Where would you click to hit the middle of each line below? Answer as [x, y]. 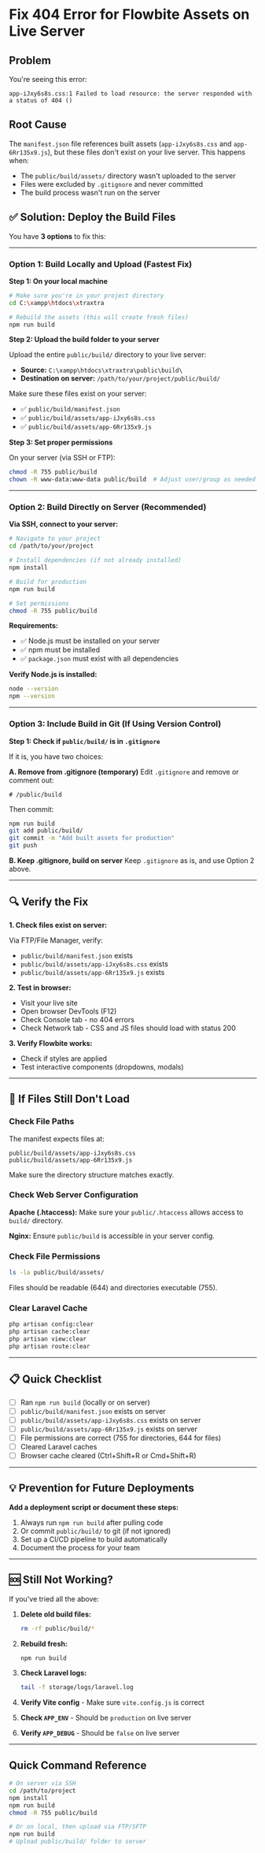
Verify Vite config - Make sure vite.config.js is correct [112, 1702]
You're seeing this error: [48, 79]
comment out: [31, 780]
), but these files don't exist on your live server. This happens [147, 152]
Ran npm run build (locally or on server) [85, 1402]
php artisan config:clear [51, 1325]
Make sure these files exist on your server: [78, 394]
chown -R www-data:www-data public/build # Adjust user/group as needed [132, 480]
